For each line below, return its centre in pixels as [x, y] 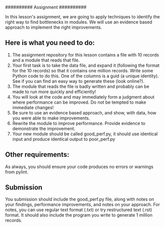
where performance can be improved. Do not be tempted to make [79, 102]
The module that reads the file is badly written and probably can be [81, 86]
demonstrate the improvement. [44, 128]
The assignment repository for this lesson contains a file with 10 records [86, 55]
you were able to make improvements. [51, 118]
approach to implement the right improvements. [54, 27]
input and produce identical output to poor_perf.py [63, 139]
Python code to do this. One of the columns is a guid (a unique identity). [85, 76]
